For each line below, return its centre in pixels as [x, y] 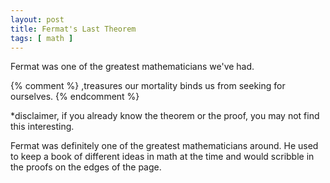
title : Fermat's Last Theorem [73, 29]
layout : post [37, 19]
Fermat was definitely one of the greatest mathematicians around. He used [164, 146]
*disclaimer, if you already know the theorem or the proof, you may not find [165, 116]
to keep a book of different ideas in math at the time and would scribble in [162, 157]
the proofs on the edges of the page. [86, 167]
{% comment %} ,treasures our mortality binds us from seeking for [148, 86]
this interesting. [42, 127]
